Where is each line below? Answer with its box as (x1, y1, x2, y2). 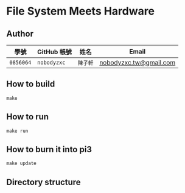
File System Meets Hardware (6, 4, 155, 18)
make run (6, 128, 29, 134)
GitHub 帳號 (37, 47, 72, 56)
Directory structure (6, 177, 81, 187)
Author (6, 29, 33, 39)
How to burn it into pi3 (6, 144, 92, 155)
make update (6, 160, 37, 167)
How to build (6, 79, 55, 89)
